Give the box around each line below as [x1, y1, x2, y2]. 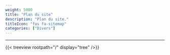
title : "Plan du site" [5, 12, 53, 17]
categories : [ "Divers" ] [5, 26, 56, 31]
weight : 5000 [5, 7, 33, 12]
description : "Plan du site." [5, 16, 69, 21]
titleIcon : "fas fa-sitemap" [5, 21, 67, 26]
